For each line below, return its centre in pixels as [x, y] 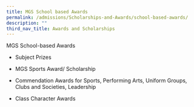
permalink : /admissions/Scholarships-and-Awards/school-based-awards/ [97, 17]
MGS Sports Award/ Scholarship [55, 69]
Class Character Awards [45, 99]
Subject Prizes [33, 57]
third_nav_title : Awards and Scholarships [61, 29]
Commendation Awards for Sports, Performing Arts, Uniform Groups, [101, 81]
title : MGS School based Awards [47, 12]
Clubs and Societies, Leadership [55, 87]
